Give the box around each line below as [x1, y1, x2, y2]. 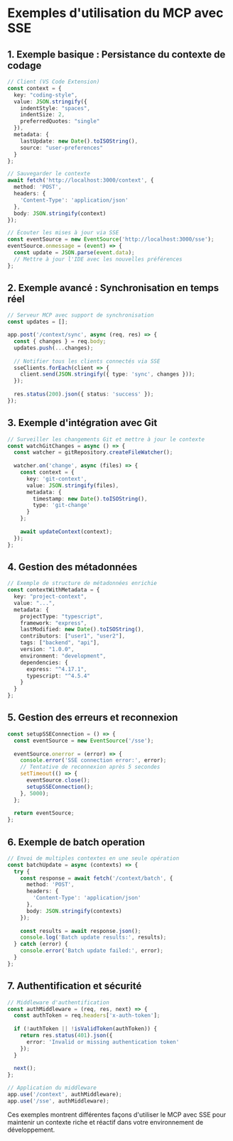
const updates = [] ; [7, 318, 69, 326]
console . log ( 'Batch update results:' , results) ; [20, 934, 167, 941]
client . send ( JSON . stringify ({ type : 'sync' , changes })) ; [20, 371, 195, 378]
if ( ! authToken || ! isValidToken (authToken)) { [13, 1025, 158, 1032]
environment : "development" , [20, 652, 107, 660]
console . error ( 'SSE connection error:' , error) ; [20, 757, 167, 764]
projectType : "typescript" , [20, 613, 103, 620]
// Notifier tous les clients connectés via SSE [13, 357, 161, 365]
